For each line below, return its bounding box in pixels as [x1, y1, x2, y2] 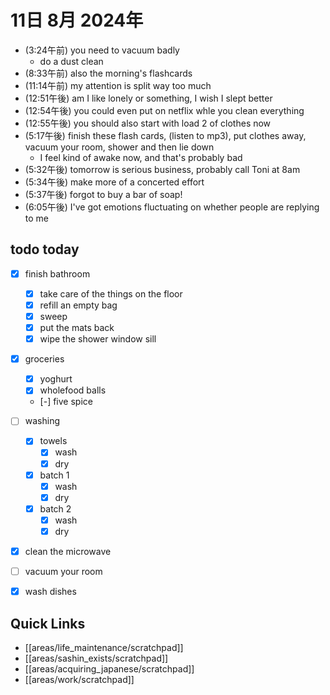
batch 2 [39, 502, 72, 515]
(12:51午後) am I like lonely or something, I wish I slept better [24, 92, 273, 104]
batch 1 [39, 469, 70, 481]
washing [24, 415, 61, 427]
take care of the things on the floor [39, 287, 183, 300]
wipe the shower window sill [39, 333, 157, 345]
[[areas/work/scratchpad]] [24, 673, 135, 685]
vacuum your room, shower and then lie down [24, 141, 215, 153]
